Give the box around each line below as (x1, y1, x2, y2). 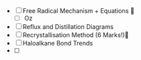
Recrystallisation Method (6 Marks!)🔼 (22, 31, 129, 39)
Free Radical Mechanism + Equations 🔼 (22, 7, 135, 14)
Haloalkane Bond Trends (22, 39, 94, 48)
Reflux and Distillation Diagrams (22, 23, 114, 31)
